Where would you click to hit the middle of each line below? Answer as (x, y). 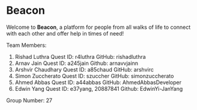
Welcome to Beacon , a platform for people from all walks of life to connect (98, 27)
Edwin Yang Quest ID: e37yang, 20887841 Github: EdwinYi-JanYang (99, 88)
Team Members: (26, 45)
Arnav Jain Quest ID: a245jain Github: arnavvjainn (77, 63)
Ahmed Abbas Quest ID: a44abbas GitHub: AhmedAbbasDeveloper (98, 82)
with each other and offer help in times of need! (65, 33)
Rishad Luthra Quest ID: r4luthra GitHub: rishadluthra (80, 57)
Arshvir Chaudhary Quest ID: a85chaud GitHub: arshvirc (84, 69)
